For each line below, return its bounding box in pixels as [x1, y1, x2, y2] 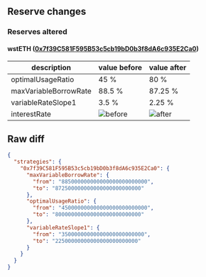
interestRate [11, 109, 52, 119]
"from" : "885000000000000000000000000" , [33, 178, 154, 185]
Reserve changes [7, 6, 87, 18]
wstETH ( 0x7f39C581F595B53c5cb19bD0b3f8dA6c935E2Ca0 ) [7, 44, 199, 52]
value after [148, 62, 187, 72]
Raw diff [7, 132, 45, 145]
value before [98, 62, 143, 72]
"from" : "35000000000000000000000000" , [33, 230, 151, 238]
